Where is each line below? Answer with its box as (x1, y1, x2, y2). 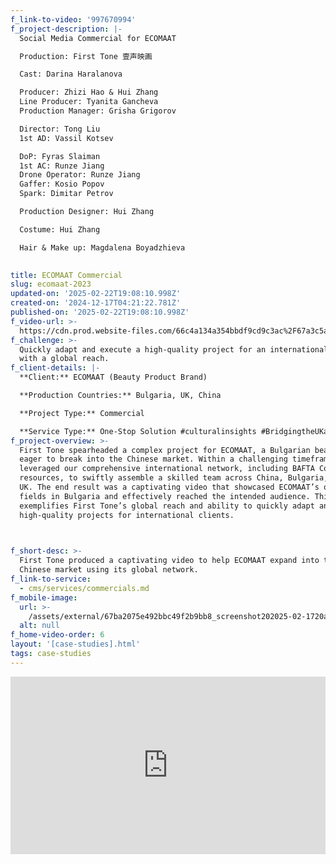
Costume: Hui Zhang (19, 224, 101, 235)
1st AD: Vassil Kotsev (19, 133, 114, 143)
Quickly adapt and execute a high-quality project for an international (19, 344, 329, 355)
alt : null (19, 621, 60, 631)
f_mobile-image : (10, 592, 78, 603)
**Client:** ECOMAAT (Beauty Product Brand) (19, 372, 208, 383)
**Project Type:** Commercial (19, 408, 145, 418)
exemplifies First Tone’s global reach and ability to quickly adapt (19, 501, 315, 511)
